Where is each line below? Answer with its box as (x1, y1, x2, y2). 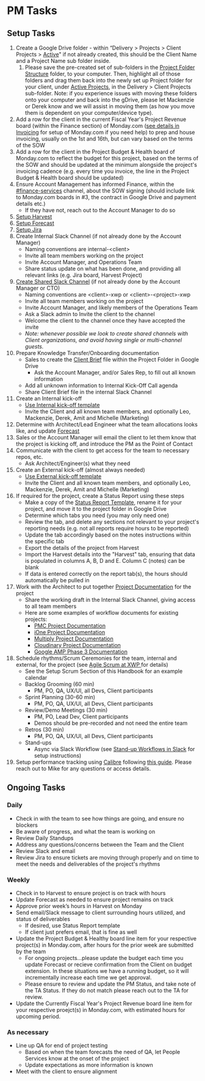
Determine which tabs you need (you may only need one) (24, 511, 170, 519)
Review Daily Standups (15, 834, 74, 841)
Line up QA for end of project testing (15, 1042, 108, 1049)
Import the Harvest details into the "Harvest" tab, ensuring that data (24, 551, 196, 558)
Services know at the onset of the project (24, 1055, 129, 1062)
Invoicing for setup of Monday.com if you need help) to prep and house (15, 129, 195, 136)
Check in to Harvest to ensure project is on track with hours (15, 889, 166, 896)
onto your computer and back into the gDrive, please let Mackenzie (24, 96, 195, 103)
